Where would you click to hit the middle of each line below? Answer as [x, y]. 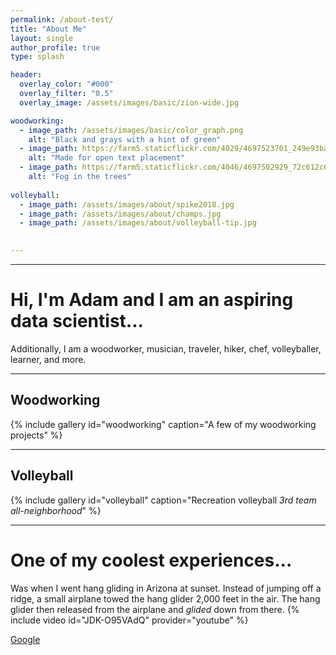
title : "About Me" [48, 29]
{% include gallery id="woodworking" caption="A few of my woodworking [163, 424]
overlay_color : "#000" [66, 84]
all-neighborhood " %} [56, 510]
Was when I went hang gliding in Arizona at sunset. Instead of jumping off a [166, 588]
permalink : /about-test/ [62, 19]
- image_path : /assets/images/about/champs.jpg [120, 214]
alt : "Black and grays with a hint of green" [125, 139]
